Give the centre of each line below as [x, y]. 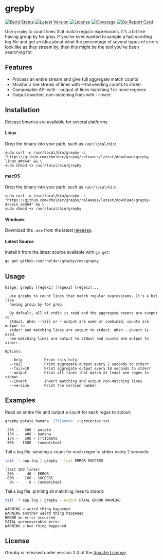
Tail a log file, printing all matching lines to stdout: [55, 491]
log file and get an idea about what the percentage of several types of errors [82, 41]
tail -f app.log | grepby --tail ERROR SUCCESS [54, 461]
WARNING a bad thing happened [36, 526]
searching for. [19, 52]
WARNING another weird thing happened [44, 513]
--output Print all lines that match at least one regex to [79, 373]
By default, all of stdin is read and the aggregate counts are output [84, 313]
